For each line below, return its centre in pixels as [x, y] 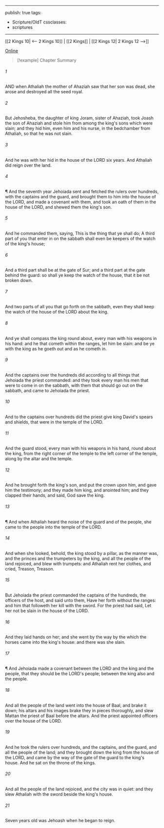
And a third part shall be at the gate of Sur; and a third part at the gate [75, 270]
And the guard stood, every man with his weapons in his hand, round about [81, 448]
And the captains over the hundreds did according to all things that [72, 375]
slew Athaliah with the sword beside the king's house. [59, 794]
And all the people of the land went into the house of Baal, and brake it [76, 705]
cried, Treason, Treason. [30, 569]
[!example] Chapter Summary [47, 60]
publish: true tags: [23, 12]
